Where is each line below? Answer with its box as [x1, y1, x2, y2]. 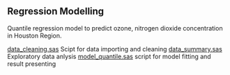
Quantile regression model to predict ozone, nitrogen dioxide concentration [7, 24, 223, 32]
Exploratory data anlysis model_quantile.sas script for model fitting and [7, 52, 211, 60]
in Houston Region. [7, 31, 62, 40]
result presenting [7, 59, 56, 68]
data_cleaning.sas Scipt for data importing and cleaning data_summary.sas [7, 44, 223, 53]
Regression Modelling [7, 6, 105, 17]
